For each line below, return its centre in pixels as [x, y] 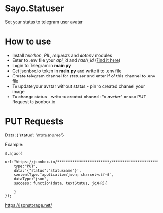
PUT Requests [34, 122]
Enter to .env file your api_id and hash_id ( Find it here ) [66, 60]
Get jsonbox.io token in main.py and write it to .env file [67, 71]
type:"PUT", [26, 166]
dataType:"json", [31, 179]
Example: [14, 144]
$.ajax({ [14, 153]
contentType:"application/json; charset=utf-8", [64, 174]
